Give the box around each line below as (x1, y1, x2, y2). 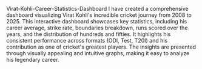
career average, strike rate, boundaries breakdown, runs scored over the (6, 24, 188, 31)
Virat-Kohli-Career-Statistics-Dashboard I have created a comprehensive (6, 5, 189, 12)
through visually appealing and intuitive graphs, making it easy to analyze (6, 50, 190, 56)
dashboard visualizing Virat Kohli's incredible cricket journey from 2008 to (6, 11, 192, 19)
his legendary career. (6, 56, 59, 63)
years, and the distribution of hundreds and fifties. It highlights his (6, 31, 171, 38)
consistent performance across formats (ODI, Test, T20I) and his (6, 37, 168, 44)
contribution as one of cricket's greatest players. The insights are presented (6, 43, 196, 50)
